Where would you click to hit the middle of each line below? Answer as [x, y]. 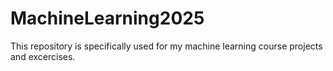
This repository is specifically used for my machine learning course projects [166, 46]
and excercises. [43, 56]
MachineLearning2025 [107, 18]
